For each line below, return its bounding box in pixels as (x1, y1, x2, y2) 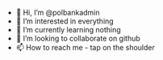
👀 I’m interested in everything (15, 16, 115, 26)
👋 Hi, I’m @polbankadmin (15, 8, 100, 17)
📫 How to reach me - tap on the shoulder (15, 43, 155, 52)
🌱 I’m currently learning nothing (15, 25, 121, 34)
